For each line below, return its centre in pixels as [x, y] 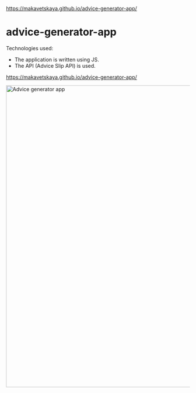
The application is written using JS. [57, 59]
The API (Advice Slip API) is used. [55, 65]
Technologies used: [30, 48]
